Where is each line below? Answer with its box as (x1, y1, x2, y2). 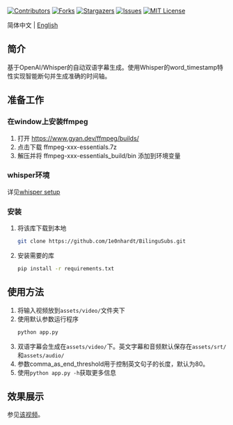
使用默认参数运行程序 (17, 314, 79, 323)
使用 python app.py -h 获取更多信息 (17, 368, 117, 376)
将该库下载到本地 (17, 224, 67, 233)
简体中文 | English (7, 21, 58, 29)
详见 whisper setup (7, 187, 61, 196)
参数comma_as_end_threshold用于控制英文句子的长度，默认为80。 (17, 360, 209, 368)
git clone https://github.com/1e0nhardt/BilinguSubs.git (17, 238, 186, 245)
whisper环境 (7, 171, 50, 180)
